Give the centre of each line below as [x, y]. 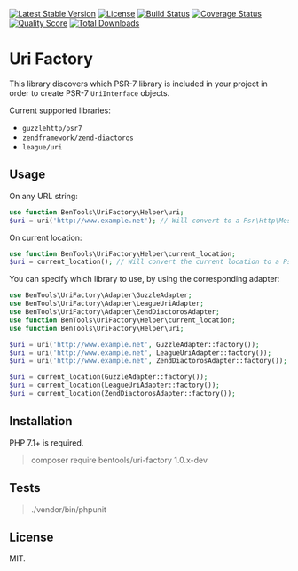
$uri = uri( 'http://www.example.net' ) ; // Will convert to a [125, 221]
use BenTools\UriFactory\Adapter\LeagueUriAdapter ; [106, 304]
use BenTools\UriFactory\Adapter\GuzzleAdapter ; [101, 295]
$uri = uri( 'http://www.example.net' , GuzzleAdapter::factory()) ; [134, 344]
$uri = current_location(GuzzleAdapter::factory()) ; [109, 377]
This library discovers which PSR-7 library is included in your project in [138, 84]
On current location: [46, 237]
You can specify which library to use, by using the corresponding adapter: [145, 279]
